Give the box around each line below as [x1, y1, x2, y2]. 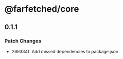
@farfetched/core [4, 3, 79, 15]
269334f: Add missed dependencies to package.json [11, 48, 119, 54]
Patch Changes [4, 38, 42, 44]
